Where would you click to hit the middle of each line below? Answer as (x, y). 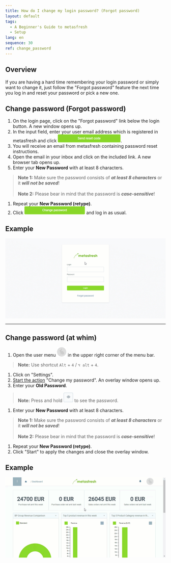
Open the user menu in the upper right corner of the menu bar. (84, 355)
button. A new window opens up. (47, 126)
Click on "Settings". (33, 375)
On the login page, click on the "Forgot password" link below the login (86, 121)
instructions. (26, 152)
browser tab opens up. (36, 163)
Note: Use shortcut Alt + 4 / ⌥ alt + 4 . (58, 365)
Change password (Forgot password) (66, 109)
